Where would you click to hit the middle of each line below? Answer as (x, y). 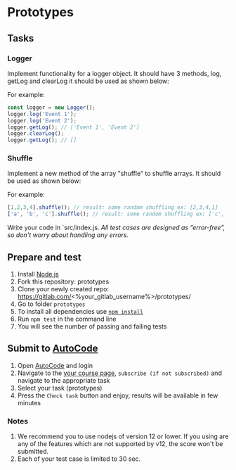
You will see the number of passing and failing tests (92, 326)
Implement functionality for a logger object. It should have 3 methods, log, (114, 73)
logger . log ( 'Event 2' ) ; (42, 120)
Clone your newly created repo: (63, 288)
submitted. (33, 452)
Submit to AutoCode (53, 349)
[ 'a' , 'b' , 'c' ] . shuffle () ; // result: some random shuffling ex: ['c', (116, 214)
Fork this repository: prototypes (63, 281)
